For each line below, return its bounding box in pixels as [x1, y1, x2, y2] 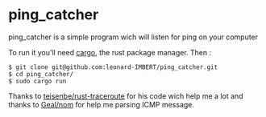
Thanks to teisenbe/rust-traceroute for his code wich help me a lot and [8, 91, 243, 101]
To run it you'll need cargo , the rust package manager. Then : [8, 47, 212, 57]
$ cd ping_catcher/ [8, 70, 74, 78]
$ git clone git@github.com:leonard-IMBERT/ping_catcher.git [8, 63, 218, 71]
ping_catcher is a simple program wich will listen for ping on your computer [8, 32, 259, 42]
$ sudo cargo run [8, 77, 67, 85]
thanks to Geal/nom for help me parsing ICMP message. [8, 99, 195, 109]
